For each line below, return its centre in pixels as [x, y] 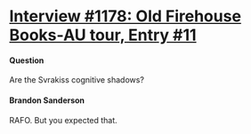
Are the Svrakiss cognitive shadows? [77, 80]
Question [27, 60]
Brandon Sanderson [47, 100]
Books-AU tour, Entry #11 [103, 35]
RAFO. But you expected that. [63, 120]
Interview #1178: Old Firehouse [125, 16]
